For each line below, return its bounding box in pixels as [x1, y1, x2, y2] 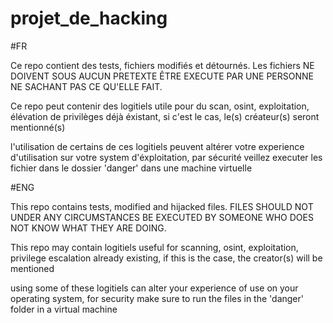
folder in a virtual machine [10, 303, 118, 315]
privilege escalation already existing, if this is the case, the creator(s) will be [10, 252, 323, 264]
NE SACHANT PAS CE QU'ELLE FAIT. [10, 80, 163, 92]
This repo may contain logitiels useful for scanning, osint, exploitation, [10, 241, 299, 253]
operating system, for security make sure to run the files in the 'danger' [10, 292, 304, 304]
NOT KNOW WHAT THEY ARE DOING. [10, 222, 167, 234]
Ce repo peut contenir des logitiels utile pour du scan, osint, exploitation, [10, 100, 310, 112]
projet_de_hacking [10, 7, 168, 30]
